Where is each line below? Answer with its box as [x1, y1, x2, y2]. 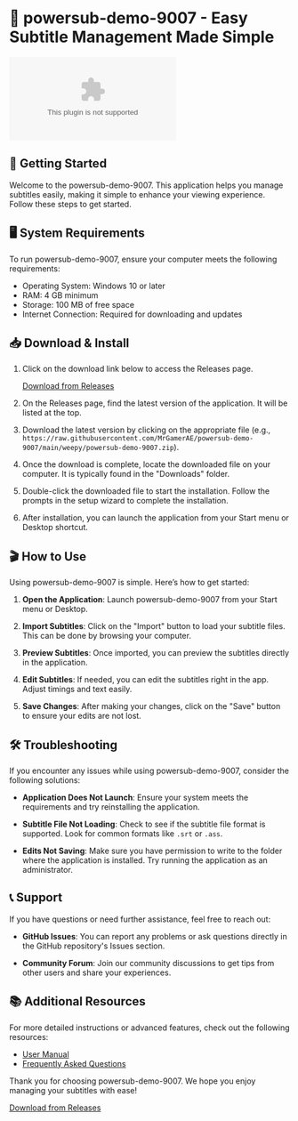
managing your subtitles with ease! [9, 1085, 138, 1095]
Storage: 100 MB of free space [21, 299, 135, 310]
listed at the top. [21, 407, 82, 418]
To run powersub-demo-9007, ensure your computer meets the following [9, 254, 278, 264]
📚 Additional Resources [9, 994, 147, 1009]
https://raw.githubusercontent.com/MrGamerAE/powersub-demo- [21, 434, 254, 443]
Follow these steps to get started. [9, 198, 132, 209]
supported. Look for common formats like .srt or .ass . [21, 828, 223, 839]
